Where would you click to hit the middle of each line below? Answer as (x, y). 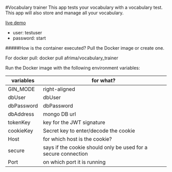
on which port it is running (74, 162)
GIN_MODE (21, 89)
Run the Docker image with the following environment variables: (73, 68)
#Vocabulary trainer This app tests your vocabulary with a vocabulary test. (84, 7)
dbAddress (21, 114)
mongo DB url (59, 114)
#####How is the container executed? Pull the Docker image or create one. (85, 48)
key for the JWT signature (74, 122)
